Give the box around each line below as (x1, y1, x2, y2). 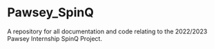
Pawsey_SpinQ (7, 5, 95, 20)
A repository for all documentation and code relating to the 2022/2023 (7, 27, 208, 35)
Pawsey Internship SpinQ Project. (7, 34, 102, 42)
